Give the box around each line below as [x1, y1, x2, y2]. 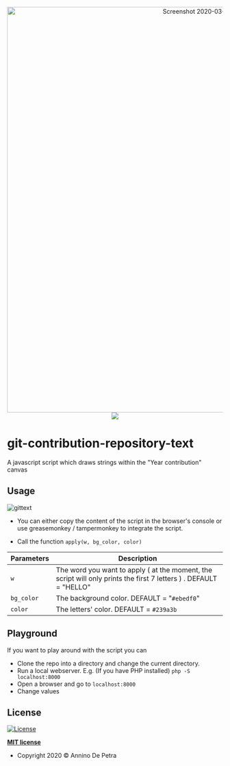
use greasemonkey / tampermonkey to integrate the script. [16, 524, 183, 532]
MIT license [7, 738, 41, 746]
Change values [16, 687, 60, 695]
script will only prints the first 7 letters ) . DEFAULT [55, 574, 218, 583]
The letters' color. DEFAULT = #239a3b [55, 604, 177, 614]
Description [118, 553, 157, 563]
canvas [7, 465, 28, 474]
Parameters [10, 553, 49, 563]
